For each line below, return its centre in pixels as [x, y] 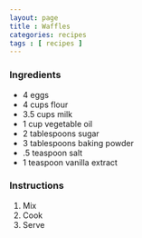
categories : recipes [48, 35]
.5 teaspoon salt [52, 153]
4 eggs [36, 94]
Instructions [37, 185]
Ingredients [35, 75]
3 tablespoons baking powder [78, 143]
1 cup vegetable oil [57, 124]
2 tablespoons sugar [61, 134]
